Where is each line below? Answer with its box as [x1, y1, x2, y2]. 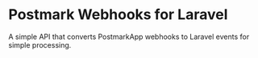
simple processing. [8, 40, 72, 49]
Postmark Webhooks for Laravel [8, 6, 228, 24]
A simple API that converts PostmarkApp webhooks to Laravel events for [8, 32, 250, 41]
